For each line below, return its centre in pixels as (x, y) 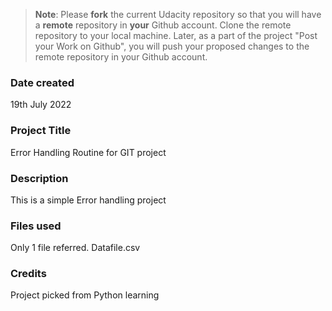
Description (39, 178)
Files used (36, 226)
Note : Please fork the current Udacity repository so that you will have (178, 14)
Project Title (41, 131)
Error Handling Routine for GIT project (88, 152)
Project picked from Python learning (85, 295)
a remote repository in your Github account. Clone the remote (163, 25)
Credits (28, 274)
